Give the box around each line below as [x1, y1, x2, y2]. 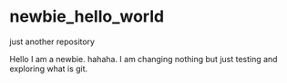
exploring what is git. [9, 63, 88, 74]
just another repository [9, 36, 96, 47]
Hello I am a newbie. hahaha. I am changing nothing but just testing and [9, 53, 278, 64]
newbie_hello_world [9, 6, 165, 27]
